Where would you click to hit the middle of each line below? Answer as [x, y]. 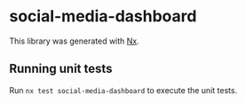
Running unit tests [61, 69]
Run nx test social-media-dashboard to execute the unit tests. [123, 90]
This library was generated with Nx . [74, 41]
